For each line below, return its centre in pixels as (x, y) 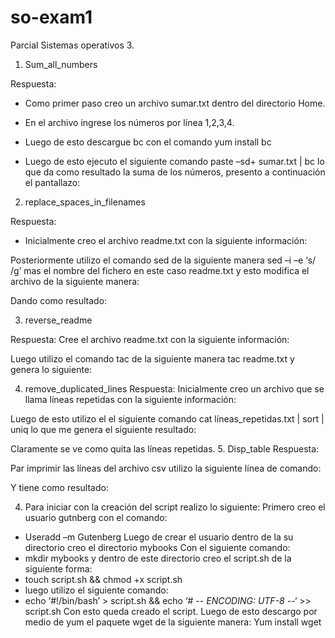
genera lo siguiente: (51, 369)
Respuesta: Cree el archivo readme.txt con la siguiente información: (150, 339)
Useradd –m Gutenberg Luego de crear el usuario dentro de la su (159, 537)
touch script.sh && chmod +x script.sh (103, 579)
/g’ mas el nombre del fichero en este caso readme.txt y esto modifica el (160, 270)
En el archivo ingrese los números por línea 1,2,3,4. (129, 122)
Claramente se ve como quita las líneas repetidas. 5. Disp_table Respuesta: (165, 448)
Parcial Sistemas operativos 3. (72, 45)
